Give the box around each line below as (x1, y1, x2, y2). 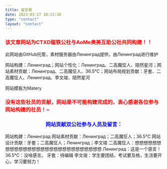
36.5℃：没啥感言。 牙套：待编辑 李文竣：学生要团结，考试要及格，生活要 (5, 152, 158, 158)
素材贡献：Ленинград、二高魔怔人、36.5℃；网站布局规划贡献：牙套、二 (9, 68, 161, 74)
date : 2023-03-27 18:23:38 (5, 12, 61, 17)
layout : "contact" (5, 21, 43, 27)
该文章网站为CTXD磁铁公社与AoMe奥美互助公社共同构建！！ (5, 39, 152, 46)
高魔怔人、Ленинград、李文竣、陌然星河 (5, 74, 90, 80)
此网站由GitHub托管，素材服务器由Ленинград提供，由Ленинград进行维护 (5, 51, 158, 57)
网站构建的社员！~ (5, 106, 50, 113)
